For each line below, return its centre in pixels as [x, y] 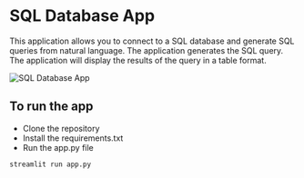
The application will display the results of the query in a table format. [138, 60]
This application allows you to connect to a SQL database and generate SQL [152, 41]
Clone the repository [61, 128]
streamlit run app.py [51, 164]
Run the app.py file [58, 147]
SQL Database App [82, 16]
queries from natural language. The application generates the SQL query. [147, 50]
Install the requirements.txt [73, 138]
